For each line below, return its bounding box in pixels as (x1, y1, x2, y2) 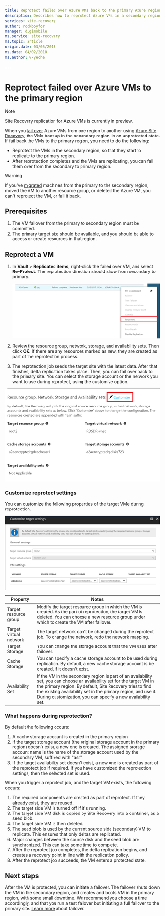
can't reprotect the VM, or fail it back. (5, 193, 81, 199)
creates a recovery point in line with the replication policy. (12, 852, 129, 858)
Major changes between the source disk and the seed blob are (12, 836, 139, 842)
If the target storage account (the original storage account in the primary (12, 739, 160, 745)
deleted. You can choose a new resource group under (36, 614, 146, 620)
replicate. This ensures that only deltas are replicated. (12, 831, 121, 837)
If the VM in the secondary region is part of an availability (36, 673, 152, 679)
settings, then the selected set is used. (12, 770, 91, 776)
